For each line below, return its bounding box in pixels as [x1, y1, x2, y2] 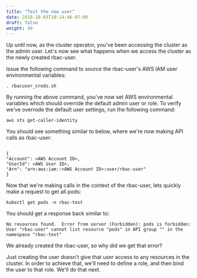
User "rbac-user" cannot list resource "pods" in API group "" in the [6, 227, 183, 232]
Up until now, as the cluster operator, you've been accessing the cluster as [6, 41, 188, 49]
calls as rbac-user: [6, 134, 52, 141]
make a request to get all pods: [6, 188, 81, 195]
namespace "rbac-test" [6, 232, 62, 238]
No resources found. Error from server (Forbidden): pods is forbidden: [6, 221, 192, 228]
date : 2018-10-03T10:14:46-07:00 [6, 14, 88, 20]
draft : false [6, 20, 38, 25]
